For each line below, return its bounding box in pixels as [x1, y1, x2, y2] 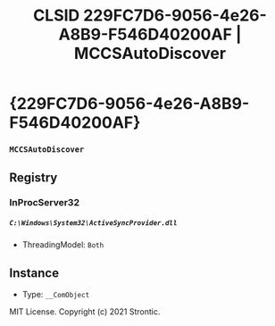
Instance [9, 265, 60, 280]
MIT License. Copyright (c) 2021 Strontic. [9, 306, 161, 317]
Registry [9, 170, 58, 185]
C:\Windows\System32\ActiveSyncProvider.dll [9, 219, 178, 228]
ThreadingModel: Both [21, 239, 104, 250]
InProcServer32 [9, 196, 80, 209]
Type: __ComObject [21, 289, 90, 300]
